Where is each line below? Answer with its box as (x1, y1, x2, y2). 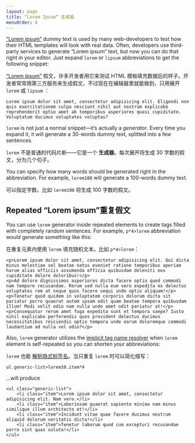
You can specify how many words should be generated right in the (6, 168, 166, 175)
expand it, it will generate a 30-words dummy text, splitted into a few (6, 131, 171, 138)
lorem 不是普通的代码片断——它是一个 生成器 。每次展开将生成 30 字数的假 (6, 149, 185, 156)
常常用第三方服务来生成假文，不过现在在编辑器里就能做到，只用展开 (16, 80, 180, 87)
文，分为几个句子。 (6, 156, 53, 163)
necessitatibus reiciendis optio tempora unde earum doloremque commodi (6, 319, 187, 325)
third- (170, 42, 184, 49)
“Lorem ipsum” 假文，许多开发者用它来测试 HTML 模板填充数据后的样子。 (6, 73, 184, 80)
